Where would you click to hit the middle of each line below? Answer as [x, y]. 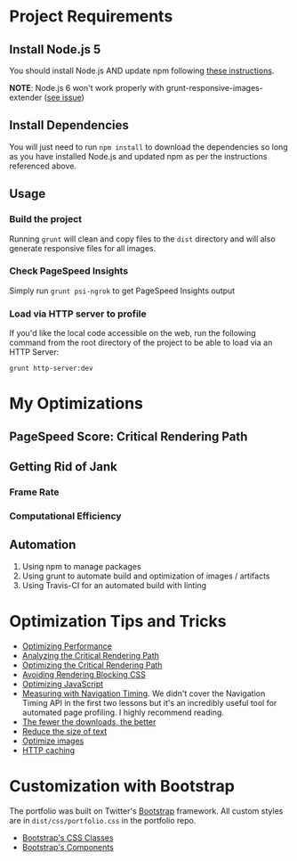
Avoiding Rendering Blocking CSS [84, 674]
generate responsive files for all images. [83, 248]
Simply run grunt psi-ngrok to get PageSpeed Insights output [122, 291]
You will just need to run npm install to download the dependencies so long [148, 147]
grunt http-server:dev [51, 369]
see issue [64, 97]
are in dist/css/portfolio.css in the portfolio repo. [103, 820]
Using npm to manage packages [81, 566]
